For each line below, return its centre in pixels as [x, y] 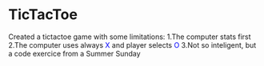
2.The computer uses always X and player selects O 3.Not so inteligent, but [132, 45]
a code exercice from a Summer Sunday [75, 53]
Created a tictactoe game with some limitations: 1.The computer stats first [130, 37]
